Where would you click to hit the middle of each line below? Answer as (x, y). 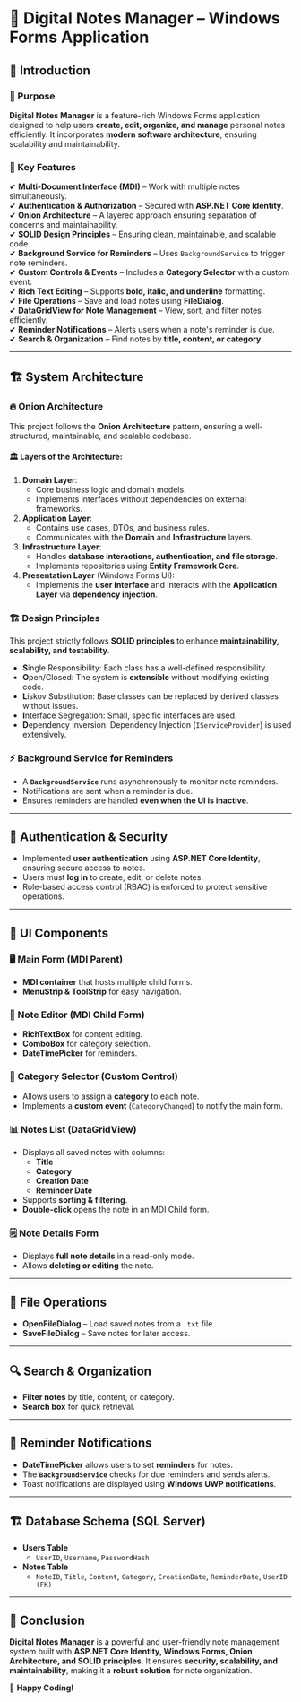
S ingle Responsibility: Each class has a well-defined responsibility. (145, 668)
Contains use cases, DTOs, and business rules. (122, 528)
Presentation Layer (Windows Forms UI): (98, 575)
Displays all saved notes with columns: (94, 1153)
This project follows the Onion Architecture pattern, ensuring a (126, 426)
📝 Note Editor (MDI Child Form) (77, 1015)
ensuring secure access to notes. (84, 868)
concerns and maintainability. (64, 225)
